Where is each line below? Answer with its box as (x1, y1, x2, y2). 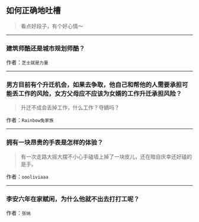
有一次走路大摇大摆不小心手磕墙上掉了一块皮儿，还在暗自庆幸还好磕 (20, 153, 187, 160)
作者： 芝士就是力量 (6, 59, 49, 66)
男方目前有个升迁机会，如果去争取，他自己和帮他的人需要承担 (6, 81, 182, 89)
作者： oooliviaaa (6, 173, 49, 180)
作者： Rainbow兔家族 (6, 117, 54, 124)
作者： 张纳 (6, 210, 31, 216)
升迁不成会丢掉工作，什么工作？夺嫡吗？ (20, 104, 120, 111)
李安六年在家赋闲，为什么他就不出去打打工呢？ (6, 195, 140, 203)
